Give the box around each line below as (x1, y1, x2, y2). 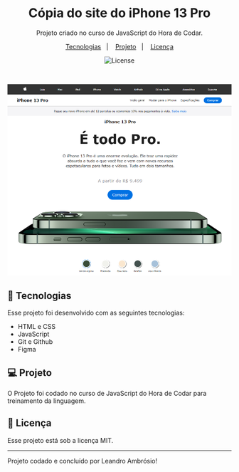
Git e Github (17, 337, 53, 346)
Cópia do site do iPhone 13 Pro (28, 5, 211, 21)
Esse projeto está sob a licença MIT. (7, 436, 114, 444)
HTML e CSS (17, 322, 56, 331)
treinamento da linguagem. (7, 397, 86, 405)
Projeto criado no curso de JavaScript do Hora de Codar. (36, 28, 203, 37)
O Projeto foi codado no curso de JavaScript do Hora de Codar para (7, 389, 207, 397)
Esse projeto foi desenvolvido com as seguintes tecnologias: (7, 308, 185, 318)
